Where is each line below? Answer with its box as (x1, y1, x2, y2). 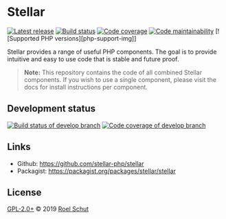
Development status (7, 103, 96, 114)
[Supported (7, 34, 40, 42)
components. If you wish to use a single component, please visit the (23, 75, 217, 83)
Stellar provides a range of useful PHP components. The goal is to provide (7, 48, 217, 56)
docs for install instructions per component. (23, 83, 148, 91)
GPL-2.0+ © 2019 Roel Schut (7, 205, 89, 213)
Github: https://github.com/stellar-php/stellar (16, 159, 144, 167)
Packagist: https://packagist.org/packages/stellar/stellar (16, 167, 177, 175)
